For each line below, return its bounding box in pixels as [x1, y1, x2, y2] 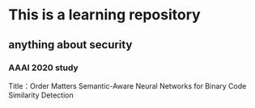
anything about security [8, 38, 133, 52]
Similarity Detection [8, 90, 74, 100]
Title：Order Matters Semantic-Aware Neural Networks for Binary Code [8, 81, 247, 90]
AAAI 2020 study [8, 62, 79, 73]
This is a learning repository [8, 6, 201, 24]
